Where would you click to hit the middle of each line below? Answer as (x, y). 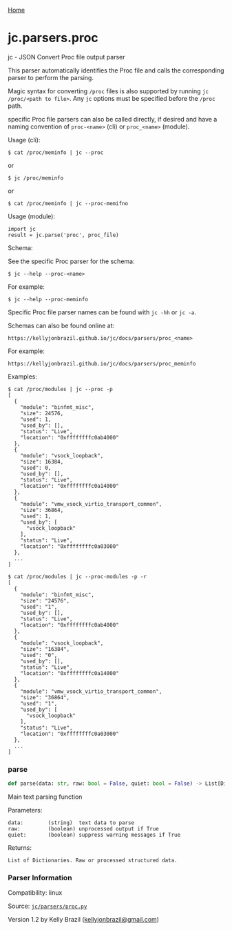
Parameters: (25, 810)
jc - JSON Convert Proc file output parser (66, 57)
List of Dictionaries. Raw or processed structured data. (93, 861)
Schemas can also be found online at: (61, 325)
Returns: (20, 848)
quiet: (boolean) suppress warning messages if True (94, 835)
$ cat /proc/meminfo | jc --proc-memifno (68, 203)
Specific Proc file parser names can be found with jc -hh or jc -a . (102, 312)
